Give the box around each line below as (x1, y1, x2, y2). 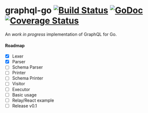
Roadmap (5, 42, 25, 48)
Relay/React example (12, 97, 54, 103)
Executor (12, 86, 31, 92)
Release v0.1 (12, 103, 37, 109)
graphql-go (5, 5, 52, 16)
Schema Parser (12, 64, 43, 70)
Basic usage (12, 92, 37, 97)
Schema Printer (12, 75, 44, 81)
